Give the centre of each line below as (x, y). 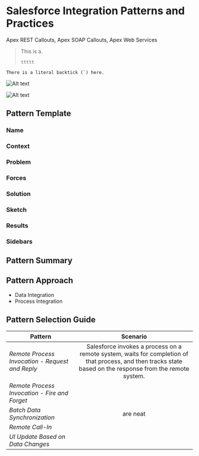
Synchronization (32, 417)
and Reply (23, 368)
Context (18, 146)
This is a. (32, 51)
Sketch (17, 209)
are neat (134, 413)
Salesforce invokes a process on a (134, 346)
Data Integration (34, 295)
